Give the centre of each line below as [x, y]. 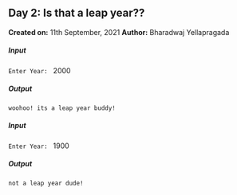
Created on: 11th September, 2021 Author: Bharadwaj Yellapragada [119, 32]
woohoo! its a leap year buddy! [62, 108]
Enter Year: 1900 [39, 146]
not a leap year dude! [46, 183]
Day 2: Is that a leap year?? [77, 13]
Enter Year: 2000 [39, 70]
